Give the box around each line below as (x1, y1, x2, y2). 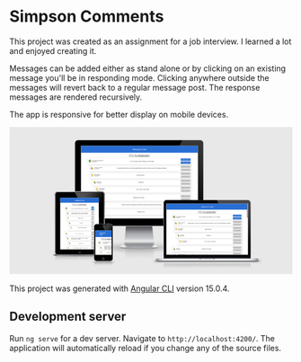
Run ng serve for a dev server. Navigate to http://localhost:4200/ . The (9, 332, 276, 343)
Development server (9, 309, 127, 324)
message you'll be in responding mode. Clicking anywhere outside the (9, 72, 270, 83)
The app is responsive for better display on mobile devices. (9, 109, 229, 119)
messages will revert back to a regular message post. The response (9, 82, 261, 93)
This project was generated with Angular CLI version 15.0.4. (9, 283, 230, 294)
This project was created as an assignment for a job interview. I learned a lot (9, 36, 292, 47)
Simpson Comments (9, 6, 164, 27)
